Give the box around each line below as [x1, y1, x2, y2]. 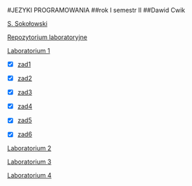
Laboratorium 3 [7, 157, 52, 166]
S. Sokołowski [7, 20, 47, 27]
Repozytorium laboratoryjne [7, 33, 88, 41]
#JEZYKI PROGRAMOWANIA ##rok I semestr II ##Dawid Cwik [7, 6, 186, 14]
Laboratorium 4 [7, 171, 52, 180]
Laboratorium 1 [7, 47, 50, 55]
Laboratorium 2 [7, 144, 52, 152]
